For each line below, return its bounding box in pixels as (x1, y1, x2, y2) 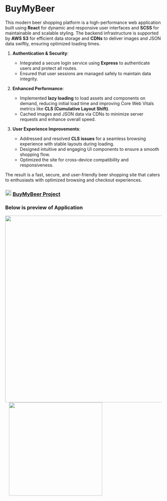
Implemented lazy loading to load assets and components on (19, 95, 146, 101)
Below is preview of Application (5, 204, 83, 211)
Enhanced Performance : (12, 85, 64, 91)
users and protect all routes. (19, 65, 78, 71)
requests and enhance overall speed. (19, 116, 96, 122)
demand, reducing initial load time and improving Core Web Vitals (19, 100, 154, 106)
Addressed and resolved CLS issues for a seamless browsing (19, 135, 146, 141)
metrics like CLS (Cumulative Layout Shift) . (19, 106, 110, 112)
